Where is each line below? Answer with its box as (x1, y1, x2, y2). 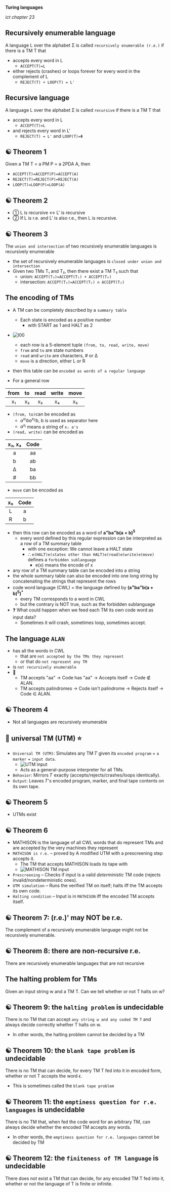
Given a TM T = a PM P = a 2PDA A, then (5, 161, 91, 167)
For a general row (12, 377, 50, 384)
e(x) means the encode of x (35, 562, 93, 568)
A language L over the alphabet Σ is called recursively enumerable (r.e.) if (5, 42, 164, 48)
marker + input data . (12, 756, 56, 762)
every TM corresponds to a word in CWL (20, 596, 105, 602)
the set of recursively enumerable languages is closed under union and (12, 258, 162, 265)
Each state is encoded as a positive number (20, 316, 111, 323)
